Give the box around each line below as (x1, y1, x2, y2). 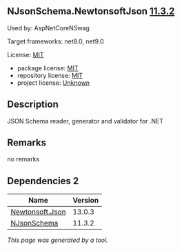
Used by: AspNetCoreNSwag (7, 23, 90, 32)
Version (72, 196, 99, 205)
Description (7, 99, 59, 110)
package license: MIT (17, 63, 79, 72)
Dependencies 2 (7, 175, 79, 187)
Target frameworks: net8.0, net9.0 (7, 37, 105, 46)
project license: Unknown (17, 79, 90, 87)
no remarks (7, 155, 40, 163)
